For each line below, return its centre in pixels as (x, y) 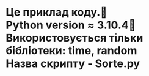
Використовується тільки (74, 38)
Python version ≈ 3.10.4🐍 (71, 25)
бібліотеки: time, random (71, 51)
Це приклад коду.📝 (56, 12)
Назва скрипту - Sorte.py (73, 64)
